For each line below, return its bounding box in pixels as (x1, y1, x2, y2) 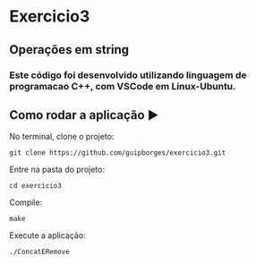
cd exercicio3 (9, 182, 63, 191)
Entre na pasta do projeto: (9, 164, 106, 175)
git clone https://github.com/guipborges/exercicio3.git (9, 149, 226, 158)
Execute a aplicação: (9, 230, 87, 241)
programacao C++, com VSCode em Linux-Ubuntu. (9, 80, 236, 92)
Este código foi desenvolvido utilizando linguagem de (9, 69, 247, 81)
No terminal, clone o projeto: (9, 132, 115, 142)
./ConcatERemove (9, 248, 70, 257)
